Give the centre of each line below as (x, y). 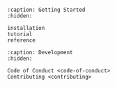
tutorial (20, 34)
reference (22, 40)
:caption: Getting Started (46, 10)
